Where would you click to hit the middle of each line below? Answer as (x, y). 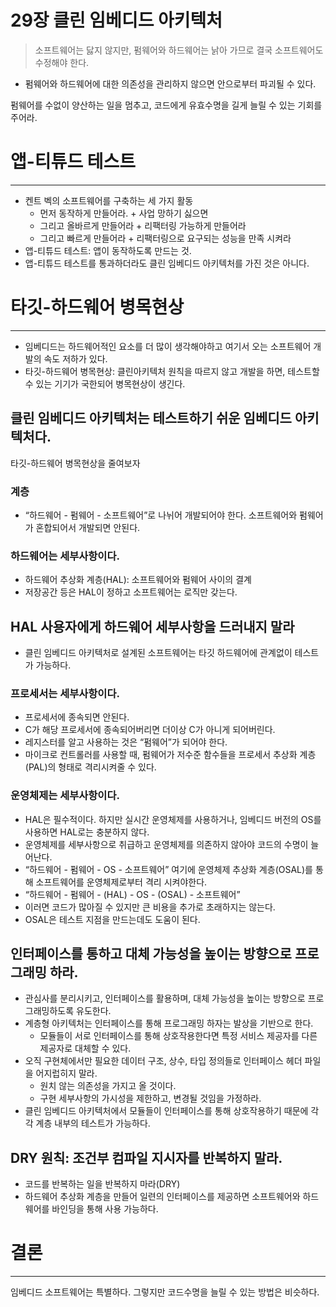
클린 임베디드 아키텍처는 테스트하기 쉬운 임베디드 (151, 418)
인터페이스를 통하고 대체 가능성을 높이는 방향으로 (151, 954)
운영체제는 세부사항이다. (65, 796)
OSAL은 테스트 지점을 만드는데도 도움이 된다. (112, 919)
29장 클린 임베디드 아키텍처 (116, 20)
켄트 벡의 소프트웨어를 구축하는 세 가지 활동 (109, 200)
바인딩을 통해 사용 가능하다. (105, 1209)
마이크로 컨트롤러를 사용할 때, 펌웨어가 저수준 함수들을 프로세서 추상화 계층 (170, 755)
